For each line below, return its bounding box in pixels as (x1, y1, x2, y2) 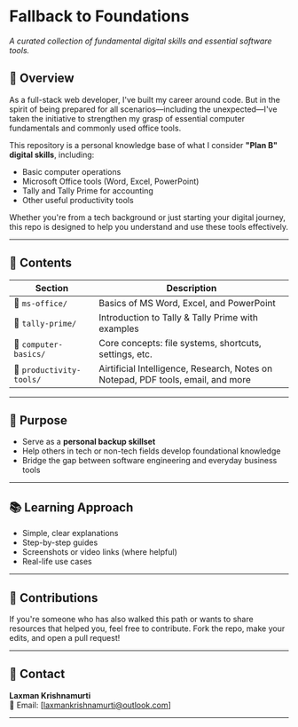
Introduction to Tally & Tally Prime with (98, 311, 259, 323)
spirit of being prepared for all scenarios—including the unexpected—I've (9, 104, 278, 115)
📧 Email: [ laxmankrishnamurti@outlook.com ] (9, 699, 171, 710)
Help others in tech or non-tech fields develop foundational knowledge (21, 446, 281, 456)
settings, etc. (98, 348, 153, 360)
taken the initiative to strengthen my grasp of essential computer (9, 113, 246, 123)
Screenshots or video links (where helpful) (21, 547, 177, 557)
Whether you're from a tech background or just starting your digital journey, (9, 211, 286, 223)
